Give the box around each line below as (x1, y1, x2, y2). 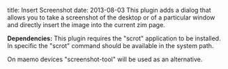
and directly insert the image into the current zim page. (7, 21, 165, 29)
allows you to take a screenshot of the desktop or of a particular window (7, 13, 215, 22)
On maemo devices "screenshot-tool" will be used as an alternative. (7, 55, 203, 63)
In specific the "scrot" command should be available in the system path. (7, 42, 214, 49)
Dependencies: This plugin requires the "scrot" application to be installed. (7, 34, 221, 43)
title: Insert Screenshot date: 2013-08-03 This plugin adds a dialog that (7, 6, 211, 14)
